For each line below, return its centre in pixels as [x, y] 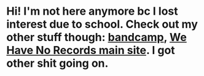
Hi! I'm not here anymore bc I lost [92, 11]
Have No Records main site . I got [91, 51]
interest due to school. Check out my [102, 24]
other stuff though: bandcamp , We [97, 37]
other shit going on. [57, 63]
